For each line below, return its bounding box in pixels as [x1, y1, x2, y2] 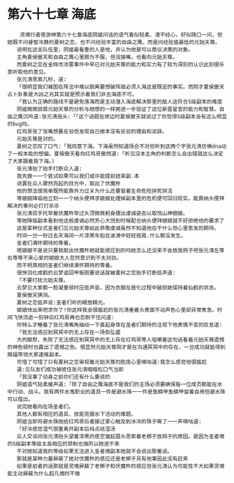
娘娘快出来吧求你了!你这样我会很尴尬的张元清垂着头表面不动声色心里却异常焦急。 [16, 306, 218, 314]
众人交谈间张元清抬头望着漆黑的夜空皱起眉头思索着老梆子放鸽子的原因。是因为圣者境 [16, 433, 225, 440]
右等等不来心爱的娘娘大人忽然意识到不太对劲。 [7, 254, 122, 261]
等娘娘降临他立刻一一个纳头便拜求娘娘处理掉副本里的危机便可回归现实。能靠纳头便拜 [16, 195, 225, 202]
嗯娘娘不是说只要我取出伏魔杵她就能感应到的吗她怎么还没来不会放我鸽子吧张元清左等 [16, 246, 225, 254]
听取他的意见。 [12, 68, 50, 76]
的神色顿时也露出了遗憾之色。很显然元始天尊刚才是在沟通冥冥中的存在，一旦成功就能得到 [7, 344, 226, 351]
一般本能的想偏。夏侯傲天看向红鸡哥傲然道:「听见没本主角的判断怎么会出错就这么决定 [12, 150, 224, 157]
